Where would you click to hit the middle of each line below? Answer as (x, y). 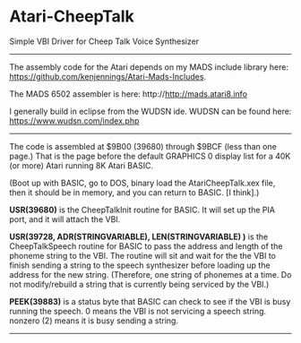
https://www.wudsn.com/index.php (74, 120)
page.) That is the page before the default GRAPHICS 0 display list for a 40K (150, 156)
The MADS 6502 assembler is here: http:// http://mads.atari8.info (129, 94)
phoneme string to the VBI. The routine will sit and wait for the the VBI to (142, 255)
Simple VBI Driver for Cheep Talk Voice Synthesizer (104, 41)
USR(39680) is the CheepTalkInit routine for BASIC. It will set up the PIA (142, 210)
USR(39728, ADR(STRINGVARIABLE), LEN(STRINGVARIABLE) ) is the (139, 236)
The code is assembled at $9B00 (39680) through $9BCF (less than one (143, 146)
